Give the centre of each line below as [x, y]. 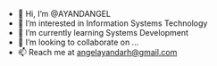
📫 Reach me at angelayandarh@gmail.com [97, 52]
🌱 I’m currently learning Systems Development [103, 33]
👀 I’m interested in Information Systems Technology [113, 23]
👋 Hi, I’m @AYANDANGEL [64, 14]
